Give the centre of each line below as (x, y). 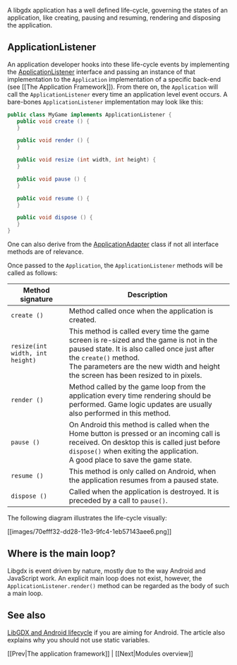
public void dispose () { (55, 218)
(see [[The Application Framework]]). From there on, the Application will (113, 87)
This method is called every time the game (139, 331)
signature (36, 299)
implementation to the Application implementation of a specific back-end (114, 79)
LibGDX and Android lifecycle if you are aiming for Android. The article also (116, 632)
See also (26, 615)
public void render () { (53, 140)
